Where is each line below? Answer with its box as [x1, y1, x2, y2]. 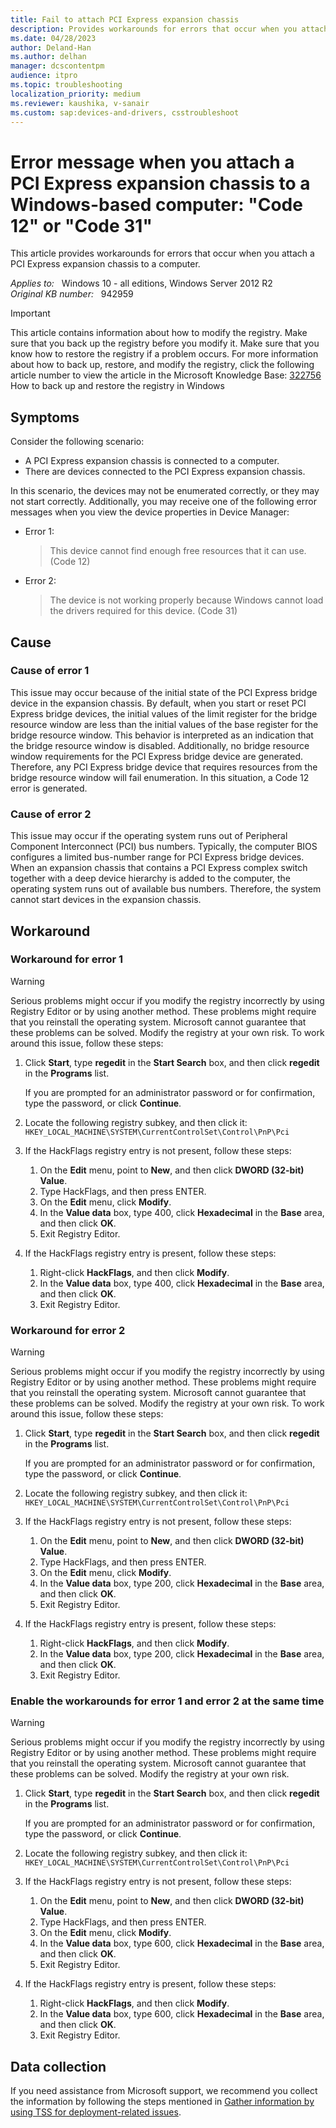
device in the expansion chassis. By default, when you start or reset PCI [10, 697, 307, 709]
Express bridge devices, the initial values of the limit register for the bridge [10, 707, 318, 720]
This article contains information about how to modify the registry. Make [10, 327, 308, 339]
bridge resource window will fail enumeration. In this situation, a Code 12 [10, 771, 310, 783]
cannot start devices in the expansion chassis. [10, 894, 202, 906]
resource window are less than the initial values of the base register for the [10, 718, 319, 730]
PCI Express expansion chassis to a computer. [10, 258, 201, 270]
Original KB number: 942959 [10, 288, 134, 300]
